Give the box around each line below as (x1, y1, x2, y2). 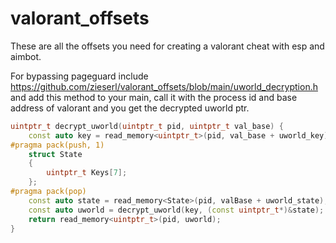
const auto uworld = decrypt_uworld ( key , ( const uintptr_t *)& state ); (28, 205, 325, 215)
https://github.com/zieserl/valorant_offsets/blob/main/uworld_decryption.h (10, 80, 318, 92)
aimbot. (10, 50, 42, 62)
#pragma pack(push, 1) (10, 140, 105, 150)
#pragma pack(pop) (10, 187, 87, 197)
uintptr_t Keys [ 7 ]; (46, 168, 128, 178)
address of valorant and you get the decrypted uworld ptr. (10, 102, 250, 114)
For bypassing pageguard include (10, 70, 149, 82)
